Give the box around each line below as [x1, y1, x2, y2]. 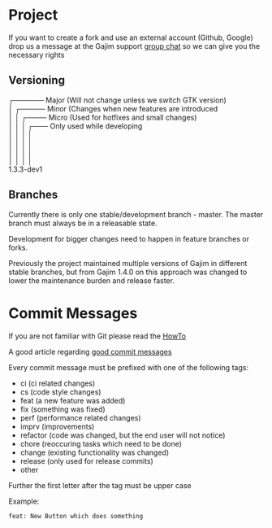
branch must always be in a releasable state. [8, 218, 158, 228]
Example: [8, 496, 40, 506]
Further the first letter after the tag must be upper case [8, 480, 192, 490]
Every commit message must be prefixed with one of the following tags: [8, 362, 249, 372]
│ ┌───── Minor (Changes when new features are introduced [8, 103, 218, 113]
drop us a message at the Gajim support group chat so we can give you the [8, 41, 261, 50]
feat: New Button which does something [8, 512, 144, 520]
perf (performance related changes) [19, 412, 141, 422]
